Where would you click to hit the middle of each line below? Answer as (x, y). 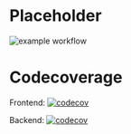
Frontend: (28, 102)
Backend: (27, 120)
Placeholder (56, 16)
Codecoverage (66, 77)
